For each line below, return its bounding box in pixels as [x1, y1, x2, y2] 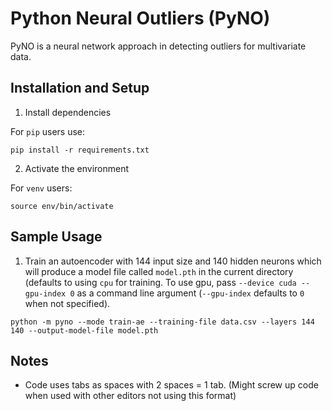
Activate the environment [24, 162, 130, 174]
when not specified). [24, 297, 111, 309]
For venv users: [10, 182, 73, 194]
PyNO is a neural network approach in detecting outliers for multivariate [10, 40, 307, 52]
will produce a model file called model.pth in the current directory [24, 265, 294, 277]
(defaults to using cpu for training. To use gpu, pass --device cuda [24, 276, 297, 288]
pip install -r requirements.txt [10, 145, 150, 155]
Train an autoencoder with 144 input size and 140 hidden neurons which [24, 255, 322, 267]
